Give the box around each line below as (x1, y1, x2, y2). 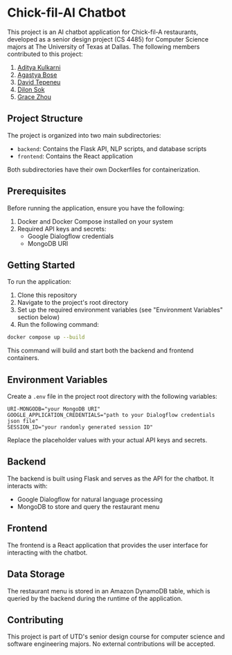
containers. (7, 354, 39, 362)
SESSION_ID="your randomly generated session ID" (7, 424, 154, 431)
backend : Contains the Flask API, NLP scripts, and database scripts (17, 144, 207, 153)
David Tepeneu (17, 78, 61, 86)
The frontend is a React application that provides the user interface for (7, 541, 208, 549)
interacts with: (7, 481, 48, 490)
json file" (7, 418, 39, 425)
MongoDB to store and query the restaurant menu (17, 502, 160, 510)
